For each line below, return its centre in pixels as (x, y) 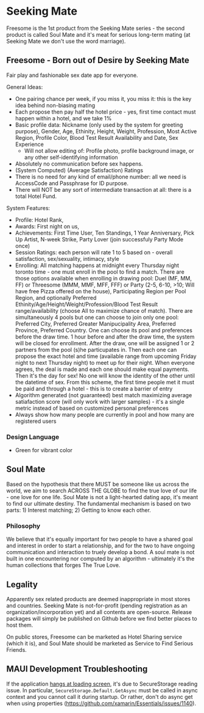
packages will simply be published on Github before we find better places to (102, 618)
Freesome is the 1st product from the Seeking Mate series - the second (95, 28)
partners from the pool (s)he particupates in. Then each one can (96, 349)
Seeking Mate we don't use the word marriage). (66, 41)
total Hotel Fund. (36, 196)
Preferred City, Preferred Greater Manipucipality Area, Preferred (96, 324)
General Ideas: (25, 87)
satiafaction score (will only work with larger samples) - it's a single (100, 401)
